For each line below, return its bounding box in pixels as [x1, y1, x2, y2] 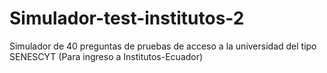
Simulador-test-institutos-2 [9, 7, 245, 30]
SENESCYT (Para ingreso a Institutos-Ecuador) [9, 50, 204, 62]
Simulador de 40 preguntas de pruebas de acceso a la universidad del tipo [9, 40, 317, 52]
